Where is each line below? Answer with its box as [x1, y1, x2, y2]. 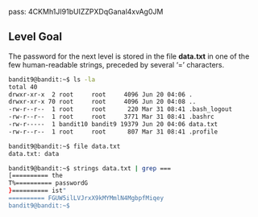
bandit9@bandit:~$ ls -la [8, 76, 95, 84]
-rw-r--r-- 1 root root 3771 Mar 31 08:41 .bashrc [8, 113, 215, 121]
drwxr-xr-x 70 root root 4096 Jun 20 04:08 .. [8, 98, 197, 106]
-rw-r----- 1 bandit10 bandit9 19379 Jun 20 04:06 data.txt [8, 121, 218, 129]
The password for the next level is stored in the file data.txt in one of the [8, 51, 250, 61]
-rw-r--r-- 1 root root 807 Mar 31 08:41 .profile [8, 128, 218, 136]
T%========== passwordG [8, 179, 89, 187]
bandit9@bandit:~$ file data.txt [8, 142, 121, 150]
